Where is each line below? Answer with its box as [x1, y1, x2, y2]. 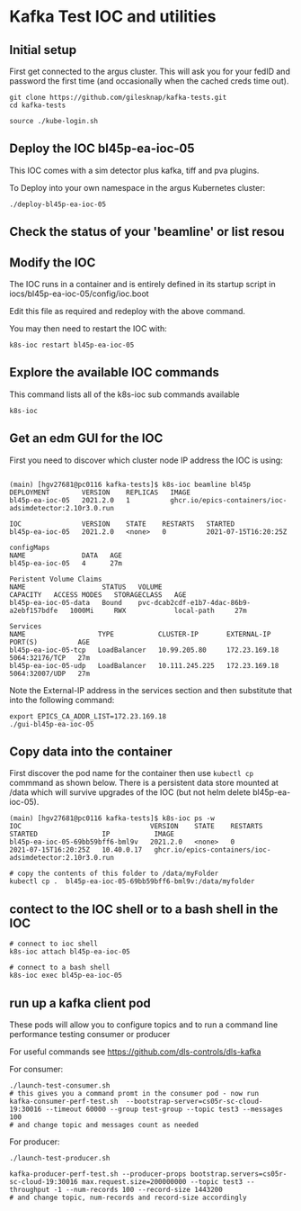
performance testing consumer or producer [9, 1029, 171, 1040]
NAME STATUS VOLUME [9, 583, 164, 592]
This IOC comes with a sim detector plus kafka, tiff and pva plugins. [9, 165, 260, 176]
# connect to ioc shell [9, 939, 99, 949]
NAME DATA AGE [9, 551, 123, 560]
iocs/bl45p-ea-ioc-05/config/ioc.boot [9, 288, 150, 299]
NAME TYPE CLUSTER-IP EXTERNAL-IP [9, 629, 271, 638]
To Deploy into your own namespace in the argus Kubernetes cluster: [9, 182, 266, 193]
